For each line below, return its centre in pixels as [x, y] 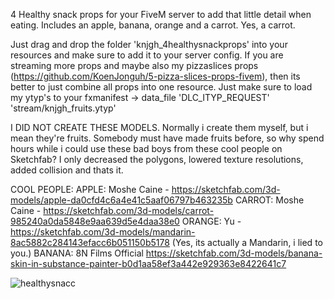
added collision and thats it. [67, 170]
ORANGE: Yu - [211, 221]
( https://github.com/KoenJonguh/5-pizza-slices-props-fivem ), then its [155, 76]
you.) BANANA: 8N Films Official [77, 253]
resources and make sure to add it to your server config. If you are [147, 55]
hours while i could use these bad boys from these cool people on [146, 148]
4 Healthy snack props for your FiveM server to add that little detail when [161, 14]
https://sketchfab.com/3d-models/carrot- [129, 210]
